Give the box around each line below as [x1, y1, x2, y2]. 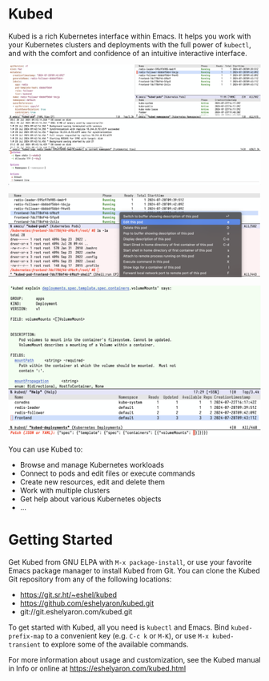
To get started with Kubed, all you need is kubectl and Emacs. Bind [8, 622, 230, 632]
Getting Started [8, 530, 114, 549]
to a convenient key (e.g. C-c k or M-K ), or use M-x [46, 630, 210, 640]
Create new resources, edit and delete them [19, 476, 166, 486]
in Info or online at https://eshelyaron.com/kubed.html [8, 663, 187, 673]
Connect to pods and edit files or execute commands [19, 468, 195, 478]
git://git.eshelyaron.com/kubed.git [19, 606, 133, 616]
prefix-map [8, 632, 45, 640]
